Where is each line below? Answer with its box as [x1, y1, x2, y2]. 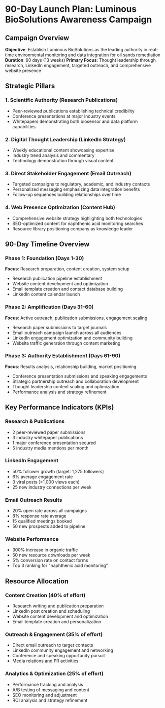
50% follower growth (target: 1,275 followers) [12, 468, 104, 474]
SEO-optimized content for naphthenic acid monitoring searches [12, 221, 144, 226]
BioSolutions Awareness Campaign [5, 14, 152, 25]
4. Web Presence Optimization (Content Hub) [5, 204, 116, 211]
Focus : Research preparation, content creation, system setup [5, 266, 130, 272]
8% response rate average [12, 513, 66, 519]
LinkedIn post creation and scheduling [12, 608, 90, 614]
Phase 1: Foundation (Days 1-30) [5, 255, 84, 261]
